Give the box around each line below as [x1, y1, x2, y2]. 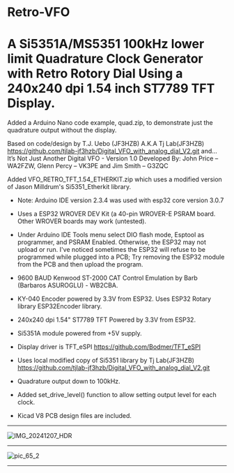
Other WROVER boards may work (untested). [17, 217, 147, 225]
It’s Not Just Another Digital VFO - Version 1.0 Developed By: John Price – [7, 154, 219, 163]
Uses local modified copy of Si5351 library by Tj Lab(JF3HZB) [17, 356, 195, 365]
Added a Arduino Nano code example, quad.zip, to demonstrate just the [7, 119, 214, 127]
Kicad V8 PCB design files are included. [17, 412, 132, 420]
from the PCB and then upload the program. [17, 260, 143, 269]
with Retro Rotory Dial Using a [7, 66, 183, 82]
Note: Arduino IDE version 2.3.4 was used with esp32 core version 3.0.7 [17, 196, 224, 204]
